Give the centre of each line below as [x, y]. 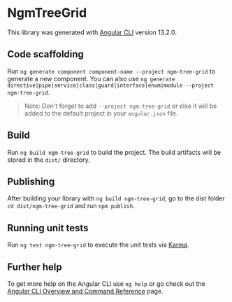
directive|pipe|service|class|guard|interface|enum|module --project [111, 85]
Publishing [31, 181]
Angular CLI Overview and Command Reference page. [85, 291]
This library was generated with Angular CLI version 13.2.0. [92, 32]
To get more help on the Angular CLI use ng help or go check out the [106, 284]
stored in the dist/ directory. [49, 160]
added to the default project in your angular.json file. [101, 113]
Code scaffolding [45, 54]
